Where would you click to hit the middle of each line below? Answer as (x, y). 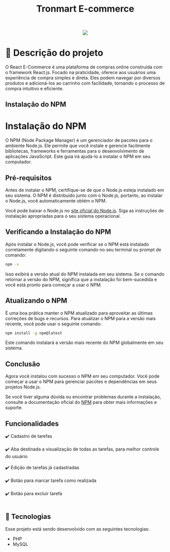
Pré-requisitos (29, 178)
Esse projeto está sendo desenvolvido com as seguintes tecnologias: (77, 529)
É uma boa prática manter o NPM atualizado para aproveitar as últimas (79, 313)
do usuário (16, 457)
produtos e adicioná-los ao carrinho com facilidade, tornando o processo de (85, 83)
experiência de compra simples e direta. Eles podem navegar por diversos (83, 78)
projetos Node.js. (23, 387)
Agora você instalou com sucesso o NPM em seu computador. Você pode (82, 376)
